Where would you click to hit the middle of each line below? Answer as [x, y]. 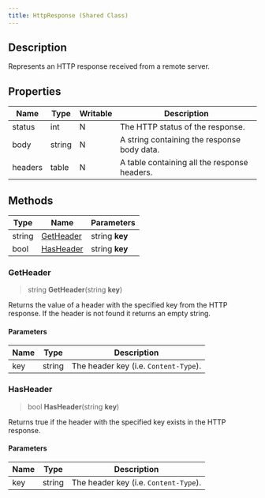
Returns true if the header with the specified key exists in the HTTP [117, 422]
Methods [31, 200]
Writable [96, 114]
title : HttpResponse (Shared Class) [68, 15]
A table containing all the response [184, 163]
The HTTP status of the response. [182, 127]
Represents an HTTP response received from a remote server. [109, 66]
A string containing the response [180, 140]
